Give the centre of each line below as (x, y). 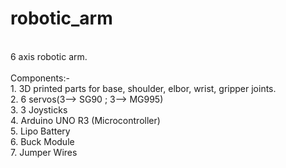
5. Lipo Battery (40, 131)
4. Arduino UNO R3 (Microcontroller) (85, 120)
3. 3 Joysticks (39, 109)
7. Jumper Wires (44, 152)
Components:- (40, 78)
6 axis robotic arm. (49, 56)
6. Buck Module (42, 141)
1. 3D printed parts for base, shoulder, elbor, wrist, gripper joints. (143, 88)
